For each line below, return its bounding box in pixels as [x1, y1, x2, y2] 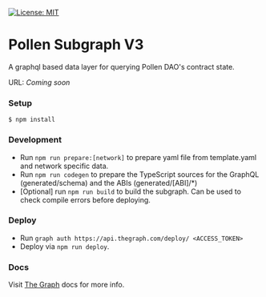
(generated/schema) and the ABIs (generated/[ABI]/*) [19, 178, 198, 187]
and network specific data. [19, 161, 109, 171]
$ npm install [8, 116, 56, 124]
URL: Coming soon [8, 77, 71, 87]
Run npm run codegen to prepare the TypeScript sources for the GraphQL [19, 169, 260, 179]
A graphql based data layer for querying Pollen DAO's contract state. [8, 62, 235, 71]
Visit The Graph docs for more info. [8, 280, 125, 290]
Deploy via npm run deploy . [19, 241, 110, 251]
